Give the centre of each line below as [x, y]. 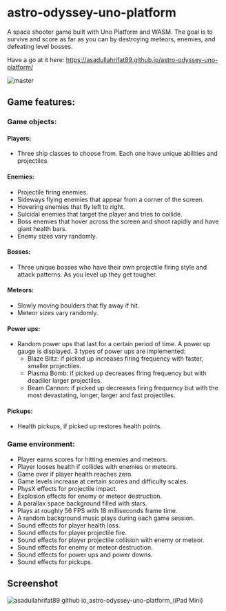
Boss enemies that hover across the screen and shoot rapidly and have [118, 221]
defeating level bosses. [40, 46]
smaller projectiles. [54, 366]
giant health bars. [42, 228]
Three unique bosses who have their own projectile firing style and [112, 267]
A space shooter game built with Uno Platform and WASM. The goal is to [110, 32]
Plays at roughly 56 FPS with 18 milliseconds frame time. [97, 510]
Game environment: [41, 444]
